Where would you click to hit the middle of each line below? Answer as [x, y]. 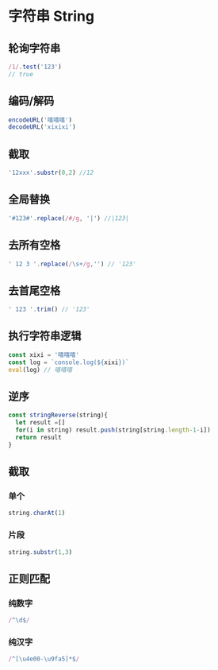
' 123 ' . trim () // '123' [49, 310]
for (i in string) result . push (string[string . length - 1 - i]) [113, 430]
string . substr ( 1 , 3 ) [40, 552]
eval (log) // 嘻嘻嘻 [40, 370]
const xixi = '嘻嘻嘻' [44, 354]
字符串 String [52, 16]
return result [38, 437]
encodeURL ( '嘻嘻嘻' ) [40, 120]
